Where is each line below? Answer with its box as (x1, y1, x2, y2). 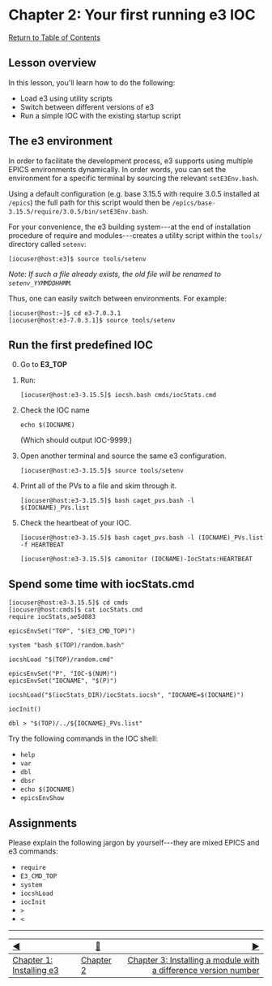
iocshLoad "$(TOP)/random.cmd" (8, 655, 114, 664)
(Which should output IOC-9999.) (19, 435, 133, 445)
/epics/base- (172, 199, 216, 207)
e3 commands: (8, 846, 58, 856)
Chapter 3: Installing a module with (127, 954, 260, 966)
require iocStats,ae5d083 (8, 613, 96, 621)
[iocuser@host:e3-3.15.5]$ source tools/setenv (19, 467, 184, 475)
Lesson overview (8, 56, 97, 70)
